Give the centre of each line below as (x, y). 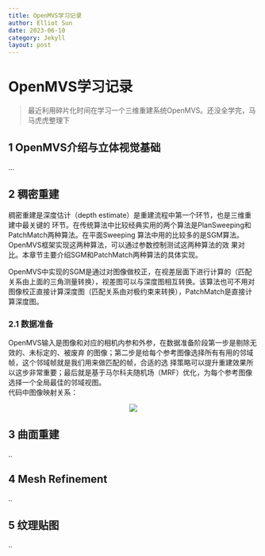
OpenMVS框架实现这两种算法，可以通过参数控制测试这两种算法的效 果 (123, 245)
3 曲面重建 (34, 435)
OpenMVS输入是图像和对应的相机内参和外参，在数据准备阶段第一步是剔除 (129, 342)
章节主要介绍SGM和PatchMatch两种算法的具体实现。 (115, 254)
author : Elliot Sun (40, 23)
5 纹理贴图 (34, 525)
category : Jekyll (37, 38)
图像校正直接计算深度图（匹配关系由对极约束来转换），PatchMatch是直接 (127, 292)
